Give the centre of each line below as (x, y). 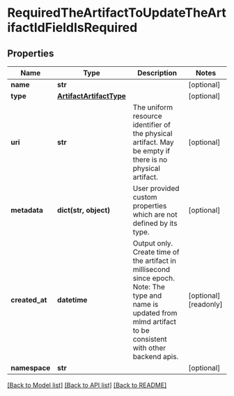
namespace (31, 368)
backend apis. (156, 357)
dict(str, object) (83, 210)
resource (147, 116)
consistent (150, 339)
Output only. (153, 243)
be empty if (151, 151)
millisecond (151, 269)
